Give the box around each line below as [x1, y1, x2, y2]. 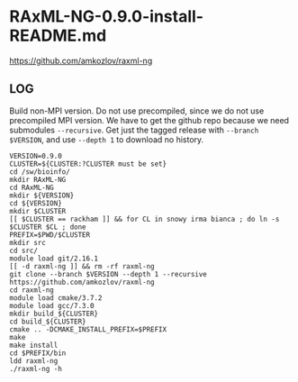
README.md [9, 25, 107, 46]
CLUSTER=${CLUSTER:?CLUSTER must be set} [9, 159, 167, 168]
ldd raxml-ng [9, 356, 59, 366]
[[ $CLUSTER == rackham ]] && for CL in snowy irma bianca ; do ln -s [9, 214, 280, 223]
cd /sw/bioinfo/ [9, 167, 70, 177]
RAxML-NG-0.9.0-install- [9, 6, 204, 27]
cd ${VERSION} [9, 198, 63, 208]
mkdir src [9, 238, 47, 247]
